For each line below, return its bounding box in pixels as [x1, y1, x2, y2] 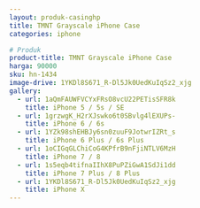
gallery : [9, 86, 42, 96]
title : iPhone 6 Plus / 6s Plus [25, 136, 144, 145]
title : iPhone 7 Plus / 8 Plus [25, 169, 141, 178]
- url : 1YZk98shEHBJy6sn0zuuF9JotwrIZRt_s [17, 127, 176, 137]
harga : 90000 [9, 62, 58, 71]
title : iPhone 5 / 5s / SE [25, 103, 125, 112]
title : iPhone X [25, 185, 86, 195]
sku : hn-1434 [9, 70, 58, 80]
